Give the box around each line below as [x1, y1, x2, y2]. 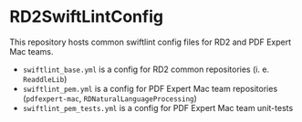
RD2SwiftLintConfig [9, 6, 164, 27]
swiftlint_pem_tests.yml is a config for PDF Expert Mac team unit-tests [22, 102, 294, 113]
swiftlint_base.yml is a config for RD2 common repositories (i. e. [22, 64, 270, 75]
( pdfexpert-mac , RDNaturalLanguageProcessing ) [22, 93, 198, 104]
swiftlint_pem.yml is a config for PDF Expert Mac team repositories [22, 83, 278, 94]
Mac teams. [9, 46, 54, 56]
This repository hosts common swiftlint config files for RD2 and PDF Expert [9, 36, 292, 47]
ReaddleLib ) [22, 73, 68, 84]
